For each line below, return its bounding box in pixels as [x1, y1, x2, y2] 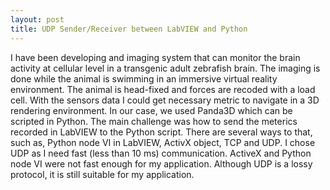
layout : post [10, 14, 65, 25]
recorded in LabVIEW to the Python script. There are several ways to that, [10, 126, 313, 138]
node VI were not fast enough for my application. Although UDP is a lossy [10, 157, 313, 170]
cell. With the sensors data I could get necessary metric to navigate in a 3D [10, 94, 320, 106]
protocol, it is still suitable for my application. [10, 168, 195, 180]
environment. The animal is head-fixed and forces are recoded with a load [10, 83, 316, 95]
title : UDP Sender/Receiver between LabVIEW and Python [10, 24, 248, 34]
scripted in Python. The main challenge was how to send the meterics [10, 115, 298, 127]
